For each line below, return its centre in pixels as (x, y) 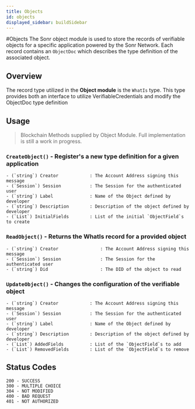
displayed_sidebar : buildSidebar (47, 22)
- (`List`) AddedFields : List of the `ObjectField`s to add (94, 344)
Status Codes (31, 367)
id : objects (20, 17)
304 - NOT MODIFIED (30, 391)
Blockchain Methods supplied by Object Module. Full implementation (103, 135)
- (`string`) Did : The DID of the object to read (94, 269)
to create (18, 222)
